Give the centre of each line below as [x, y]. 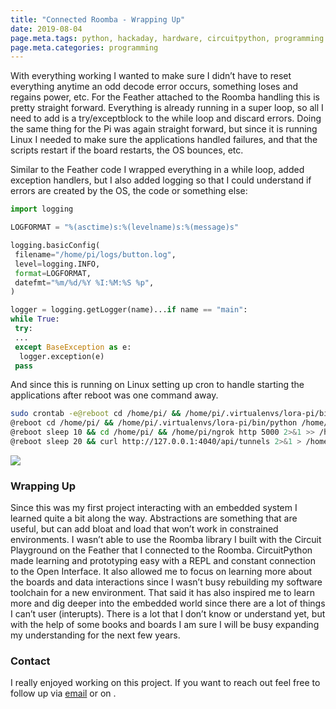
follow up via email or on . [63, 693]
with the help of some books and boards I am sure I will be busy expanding [165, 625]
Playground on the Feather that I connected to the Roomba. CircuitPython [161, 550]
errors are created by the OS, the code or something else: [129, 191]
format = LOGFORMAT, [53, 273]
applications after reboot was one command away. [114, 395]
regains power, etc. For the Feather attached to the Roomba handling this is [165, 97]
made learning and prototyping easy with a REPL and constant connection [163, 561]
